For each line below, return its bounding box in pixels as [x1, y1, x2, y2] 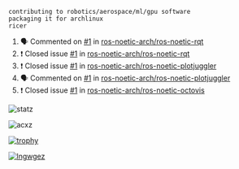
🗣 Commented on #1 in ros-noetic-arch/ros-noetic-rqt [20, 37, 204, 46]
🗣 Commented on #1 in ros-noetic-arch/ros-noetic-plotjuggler [20, 73, 231, 83]
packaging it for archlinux [8, 15, 104, 23]
